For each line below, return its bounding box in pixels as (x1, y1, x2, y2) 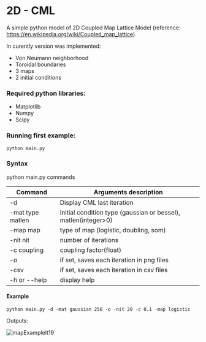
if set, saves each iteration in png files (59, 256, 169, 264)
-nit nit (9, 235, 29, 244)
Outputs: (6, 317, 29, 325)
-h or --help (9, 275, 47, 284)
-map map (9, 226, 41, 234)
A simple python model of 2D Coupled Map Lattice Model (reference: (6, 24, 181, 31)
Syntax (6, 159, 28, 168)
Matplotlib (15, 103, 41, 110)
